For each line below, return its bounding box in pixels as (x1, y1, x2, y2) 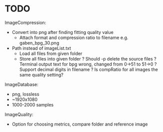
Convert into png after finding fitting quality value (11, 29, 113, 35)
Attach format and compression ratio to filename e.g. (19, 34, 128, 40)
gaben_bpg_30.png (19, 39, 59, 45)
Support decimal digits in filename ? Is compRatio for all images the (19, 66, 158, 72)
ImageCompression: (4, 19, 46, 25)
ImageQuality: (4, 111, 33, 117)
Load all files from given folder (19, 50, 82, 56)
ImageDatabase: (4, 81, 38, 87)
